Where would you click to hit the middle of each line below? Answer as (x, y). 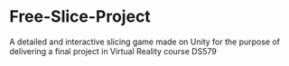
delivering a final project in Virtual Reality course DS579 (113, 51)
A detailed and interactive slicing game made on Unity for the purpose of (145, 42)
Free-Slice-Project (80, 17)
